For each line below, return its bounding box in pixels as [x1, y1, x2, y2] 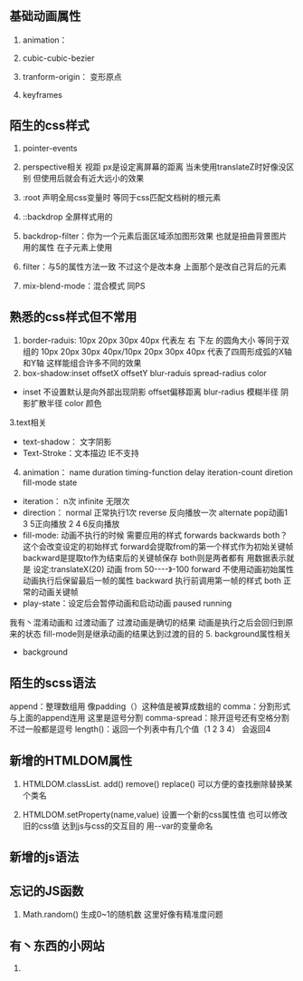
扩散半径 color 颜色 [30, 398, 102, 409]
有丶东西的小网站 [9, 937, 105, 954]
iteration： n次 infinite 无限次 [22, 496, 130, 507]
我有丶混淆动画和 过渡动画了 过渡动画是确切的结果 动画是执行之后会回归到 [9, 617, 286, 628]
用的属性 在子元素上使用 [22, 241, 113, 252]
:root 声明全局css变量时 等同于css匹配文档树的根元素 [22, 191, 222, 202]
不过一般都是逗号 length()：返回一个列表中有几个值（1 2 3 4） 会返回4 [9, 724, 271, 734]
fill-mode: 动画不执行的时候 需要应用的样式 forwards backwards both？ [22, 529, 288, 541]
